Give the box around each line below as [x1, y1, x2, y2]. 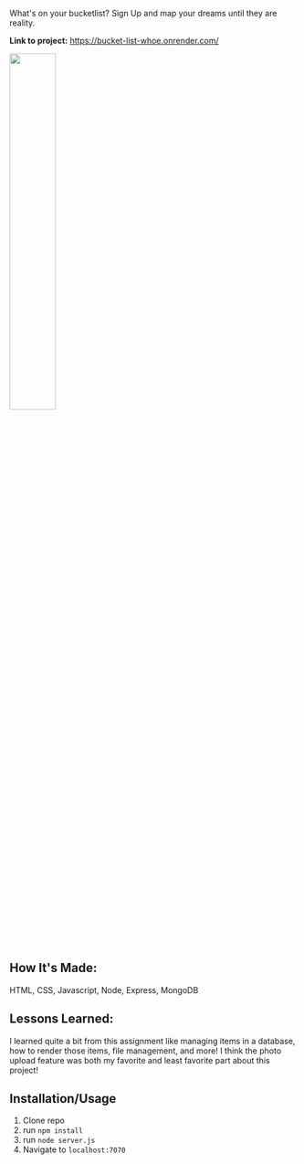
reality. [9, 17, 36, 28]
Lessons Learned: [9, 1011, 114, 1027]
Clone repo [22, 1115, 66, 1127]
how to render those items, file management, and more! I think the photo [9, 1045, 282, 1056]
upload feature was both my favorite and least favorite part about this [9, 1054, 271, 1065]
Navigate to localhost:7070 [22, 1144, 126, 1155]
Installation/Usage [9, 1091, 117, 1106]
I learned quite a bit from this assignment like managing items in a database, [9, 1035, 296, 1046]
